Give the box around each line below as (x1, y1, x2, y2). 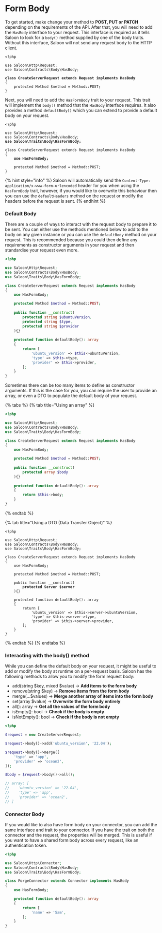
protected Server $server (22, 584, 75, 590)
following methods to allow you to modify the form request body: (5, 673, 135, 680)
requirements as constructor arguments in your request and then (5, 242, 134, 248)
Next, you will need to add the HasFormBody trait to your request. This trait (5, 97, 150, 103)
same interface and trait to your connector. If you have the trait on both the (5, 827, 154, 833)
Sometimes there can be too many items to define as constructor (5, 382, 135, 388)
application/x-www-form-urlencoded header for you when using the (5, 182, 140, 188)
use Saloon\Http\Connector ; (5, 860, 62, 865)
